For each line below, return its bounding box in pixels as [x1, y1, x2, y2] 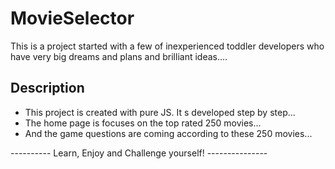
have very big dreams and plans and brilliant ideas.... [10, 50, 228, 62]
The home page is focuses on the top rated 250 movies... [24, 117, 262, 129]
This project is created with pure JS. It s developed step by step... [24, 106, 296, 118]
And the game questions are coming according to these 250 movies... [24, 127, 313, 139]
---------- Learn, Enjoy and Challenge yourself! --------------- [10, 147, 268, 159]
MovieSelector [10, 7, 135, 30]
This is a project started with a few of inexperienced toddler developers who [10, 40, 325, 52]
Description [10, 80, 85, 97]
